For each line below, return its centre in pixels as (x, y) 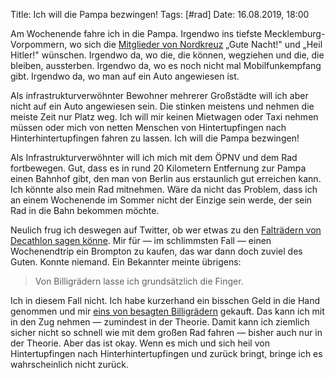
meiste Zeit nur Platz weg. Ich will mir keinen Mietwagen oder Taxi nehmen (164, 117)
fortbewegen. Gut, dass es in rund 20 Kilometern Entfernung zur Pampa (158, 168)
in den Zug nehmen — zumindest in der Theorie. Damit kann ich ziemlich (160, 322)
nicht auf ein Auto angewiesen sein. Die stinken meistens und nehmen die (162, 106)
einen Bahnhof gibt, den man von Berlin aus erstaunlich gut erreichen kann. (166, 178)
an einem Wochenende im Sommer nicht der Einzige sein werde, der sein (161, 200)
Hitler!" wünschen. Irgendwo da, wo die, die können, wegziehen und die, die (167, 55)
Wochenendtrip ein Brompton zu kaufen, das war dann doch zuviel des (156, 251)
